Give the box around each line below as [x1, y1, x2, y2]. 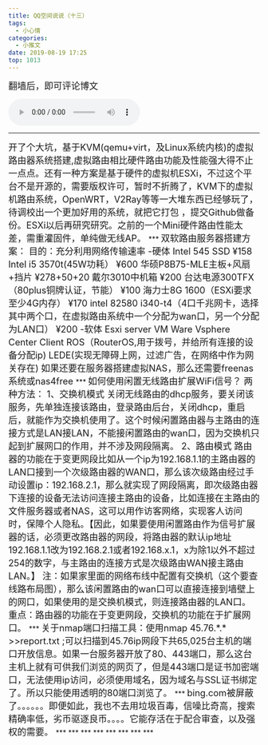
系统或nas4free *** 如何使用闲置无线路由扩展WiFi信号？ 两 [8, 375, 254, 387]
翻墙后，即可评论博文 [8, 80, 98, 92]
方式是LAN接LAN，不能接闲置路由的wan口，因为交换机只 [17, 427, 260, 439]
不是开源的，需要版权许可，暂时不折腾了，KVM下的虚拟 [17, 181, 254, 192]
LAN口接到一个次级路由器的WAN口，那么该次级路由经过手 [8, 466, 254, 478]
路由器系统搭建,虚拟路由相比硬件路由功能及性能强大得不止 [8, 154, 254, 166]
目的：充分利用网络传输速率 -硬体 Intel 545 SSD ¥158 [29, 245, 253, 257]
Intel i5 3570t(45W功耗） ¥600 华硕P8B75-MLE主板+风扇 [8, 258, 251, 270]
